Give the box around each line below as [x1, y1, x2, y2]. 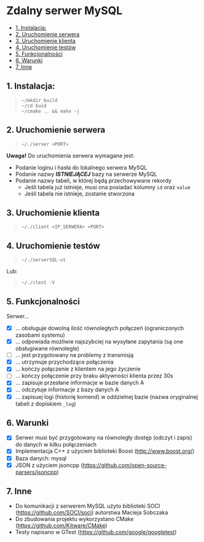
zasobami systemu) [15, 331, 66, 339]
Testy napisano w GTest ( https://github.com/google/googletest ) [15, 528, 177, 536]
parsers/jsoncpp [15, 468, 57, 476]
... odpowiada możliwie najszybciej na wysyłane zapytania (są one [15, 338, 183, 345]
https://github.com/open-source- [82, 461, 167, 469]
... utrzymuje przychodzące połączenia [15, 358, 114, 366]
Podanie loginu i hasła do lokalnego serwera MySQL [15, 163, 147, 171]
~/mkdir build [21, 97, 58, 103]
